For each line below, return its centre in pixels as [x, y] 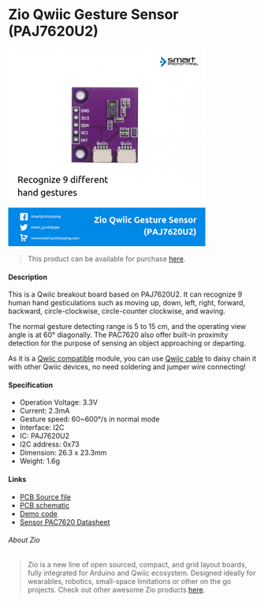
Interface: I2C [42, 428]
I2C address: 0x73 [50, 444]
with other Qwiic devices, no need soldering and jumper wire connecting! [127, 367]
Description [28, 277]
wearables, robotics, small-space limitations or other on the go [129, 581]
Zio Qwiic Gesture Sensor [93, 15]
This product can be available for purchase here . [106, 259]
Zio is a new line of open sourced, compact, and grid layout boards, [137, 564]
